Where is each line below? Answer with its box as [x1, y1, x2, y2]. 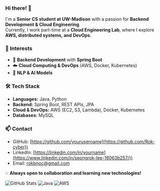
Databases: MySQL [12, 112, 54, 118]
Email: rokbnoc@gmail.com [12, 160, 70, 167]
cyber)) [12, 144, 28, 150]
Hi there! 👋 [5, 5, 32, 12]
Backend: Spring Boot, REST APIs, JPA [12, 101, 94, 107]
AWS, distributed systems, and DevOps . [5, 33, 92, 39]
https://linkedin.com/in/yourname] [34, 149, 106, 155]
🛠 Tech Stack [5, 82, 40, 89]
